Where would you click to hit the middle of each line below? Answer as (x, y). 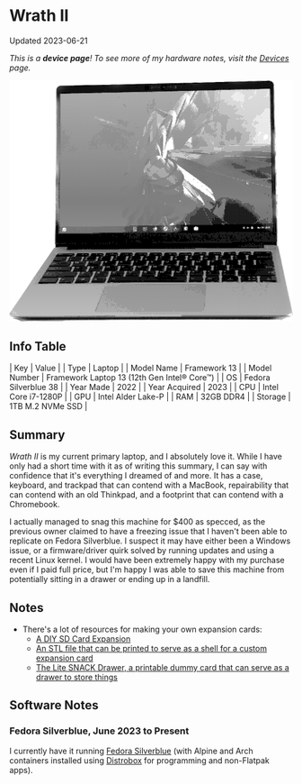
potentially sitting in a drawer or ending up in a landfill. (110, 579)
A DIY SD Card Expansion (83, 639)
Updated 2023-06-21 (49, 41)
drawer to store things (77, 678)
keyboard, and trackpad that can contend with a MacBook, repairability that (149, 485)
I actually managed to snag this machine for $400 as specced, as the (138, 522)
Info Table (38, 346)
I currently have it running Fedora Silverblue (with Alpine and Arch (131, 751)
